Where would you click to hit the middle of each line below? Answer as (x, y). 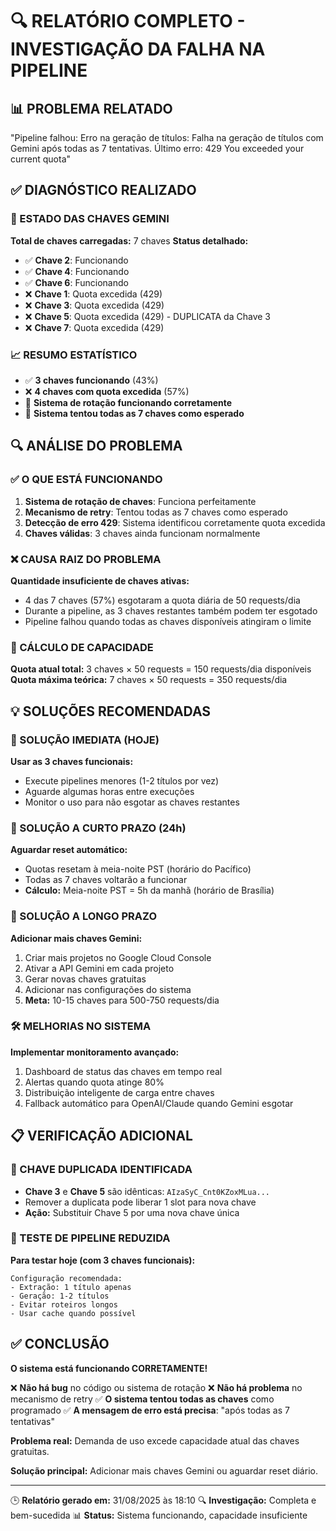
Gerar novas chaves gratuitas (85, 979)
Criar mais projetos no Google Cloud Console (118, 957)
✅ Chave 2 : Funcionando (76, 260)
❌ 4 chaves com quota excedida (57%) (107, 391)
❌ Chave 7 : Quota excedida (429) (94, 327)
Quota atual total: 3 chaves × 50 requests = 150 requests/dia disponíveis (161, 669)
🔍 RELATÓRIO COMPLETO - (128, 21)
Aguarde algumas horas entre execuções (109, 791)
